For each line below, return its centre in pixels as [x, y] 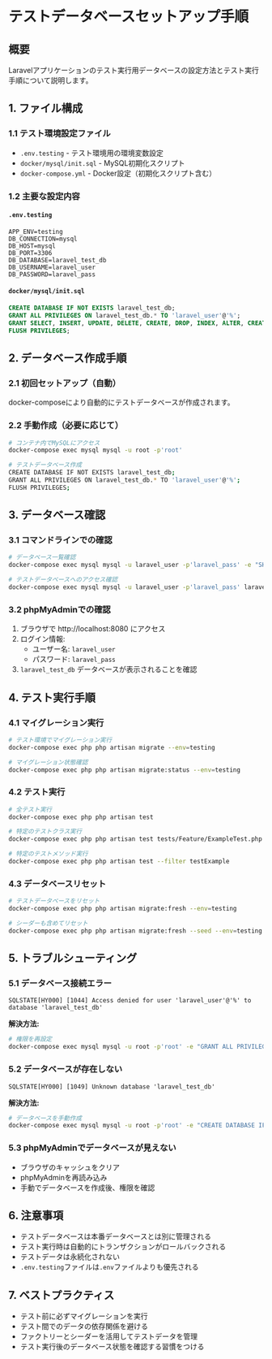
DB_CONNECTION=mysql [43, 239]
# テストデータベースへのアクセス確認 [63, 580]
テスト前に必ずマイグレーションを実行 [84, 1316]
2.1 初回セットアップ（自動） [65, 383]
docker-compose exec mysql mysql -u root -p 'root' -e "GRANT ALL [121, 1047]
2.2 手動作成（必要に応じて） [66, 426]
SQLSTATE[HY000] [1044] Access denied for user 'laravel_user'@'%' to [130, 1001]
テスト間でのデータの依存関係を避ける [84, 1327]
